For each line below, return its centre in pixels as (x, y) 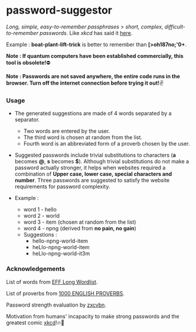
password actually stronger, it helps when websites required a (90, 168)
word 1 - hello (40, 209)
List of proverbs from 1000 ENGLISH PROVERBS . (66, 293)
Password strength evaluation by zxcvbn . (56, 305)
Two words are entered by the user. (67, 131)
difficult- (175, 27)
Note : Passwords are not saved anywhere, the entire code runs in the (93, 76)
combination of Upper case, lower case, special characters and (93, 174)
